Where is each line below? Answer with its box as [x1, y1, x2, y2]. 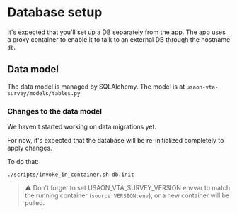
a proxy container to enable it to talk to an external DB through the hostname [7, 35, 231, 43]
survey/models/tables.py [7, 89, 81, 97]
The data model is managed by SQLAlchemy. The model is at [7, 82, 185, 91]
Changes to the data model [7, 106, 103, 116]
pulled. [24, 199, 45, 207]
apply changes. [7, 143, 52, 153]
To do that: [7, 158, 39, 166]
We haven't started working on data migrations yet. [7, 122, 157, 131]
